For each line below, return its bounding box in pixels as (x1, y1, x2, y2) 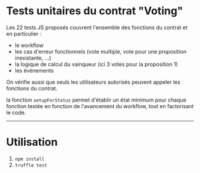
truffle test (14, 162, 48, 168)
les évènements (14, 67, 54, 74)
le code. (6, 109, 26, 116)
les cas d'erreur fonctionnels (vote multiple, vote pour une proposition (14, 48, 186, 55)
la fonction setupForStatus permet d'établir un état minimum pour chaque (6, 96, 186, 103)
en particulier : (6, 30, 42, 37)
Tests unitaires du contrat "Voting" (6, 4, 183, 18)
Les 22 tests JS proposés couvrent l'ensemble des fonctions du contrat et (6, 24, 188, 31)
